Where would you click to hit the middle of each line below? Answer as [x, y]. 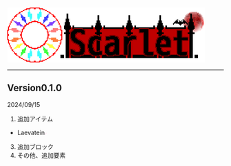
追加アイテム [35, 119]
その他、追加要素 [41, 155]
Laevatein [31, 132]
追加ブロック [35, 146]
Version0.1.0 [35, 88]
